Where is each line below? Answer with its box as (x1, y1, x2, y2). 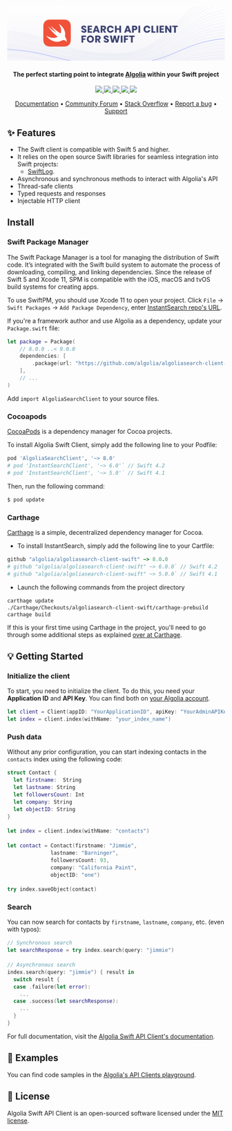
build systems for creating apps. (7, 283, 99, 291)
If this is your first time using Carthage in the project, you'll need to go (7, 623, 206, 631)
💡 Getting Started (7, 650, 84, 662)
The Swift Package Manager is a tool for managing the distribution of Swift (7, 253, 220, 261)
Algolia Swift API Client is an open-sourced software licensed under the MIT (7, 1109, 224, 1117)
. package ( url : (32, 360, 72, 367)
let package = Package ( (7, 338, 76, 345)
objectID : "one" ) (50, 871, 100, 878)
